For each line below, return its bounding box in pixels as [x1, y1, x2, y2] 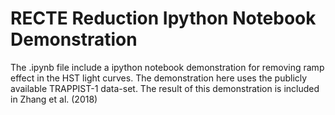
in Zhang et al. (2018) [10, 93, 98, 105]
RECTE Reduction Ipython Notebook [10, 7, 317, 30]
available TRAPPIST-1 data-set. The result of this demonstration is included [10, 82, 320, 94]
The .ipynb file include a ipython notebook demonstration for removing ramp [10, 61, 325, 73]
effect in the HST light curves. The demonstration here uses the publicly [10, 72, 308, 84]
